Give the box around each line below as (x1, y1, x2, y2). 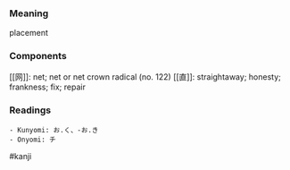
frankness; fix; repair (9, 81, 87, 92)
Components (9, 50, 67, 63)
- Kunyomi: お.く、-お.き (9, 125, 99, 134)
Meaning (9, 7, 49, 20)
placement (9, 28, 49, 38)
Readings (9, 104, 52, 116)
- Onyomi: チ (9, 135, 56, 144)
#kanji (9, 150, 32, 161)
